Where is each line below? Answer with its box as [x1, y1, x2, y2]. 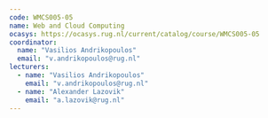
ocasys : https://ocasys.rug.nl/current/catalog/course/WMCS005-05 [9, 29, 260, 38]
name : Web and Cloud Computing [9, 21, 125, 30]
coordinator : [9, 37, 58, 47]
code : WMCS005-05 [9, 12, 74, 22]
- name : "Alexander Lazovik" [17, 87, 125, 96]
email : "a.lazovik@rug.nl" [25, 95, 125, 105]
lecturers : [9, 63, 50, 72]
